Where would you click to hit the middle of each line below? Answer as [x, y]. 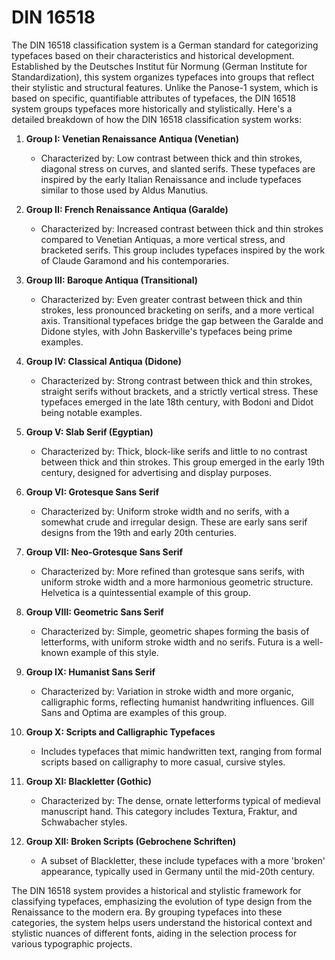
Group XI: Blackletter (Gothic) [88, 781]
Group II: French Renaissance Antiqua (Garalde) [127, 209]
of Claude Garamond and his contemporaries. [135, 260]
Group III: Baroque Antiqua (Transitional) [111, 280]
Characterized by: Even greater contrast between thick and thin [171, 299]
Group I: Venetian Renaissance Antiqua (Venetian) [132, 138]
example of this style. [114, 652]
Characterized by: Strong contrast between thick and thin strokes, [176, 380]
